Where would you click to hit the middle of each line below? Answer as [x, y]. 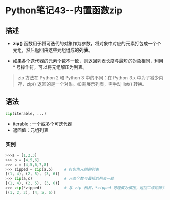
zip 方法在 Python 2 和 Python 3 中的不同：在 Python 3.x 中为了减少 [88, 78]
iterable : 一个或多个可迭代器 [42, 124]
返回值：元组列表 [30, 130]
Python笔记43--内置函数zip [64, 10]
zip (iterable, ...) [26, 113]
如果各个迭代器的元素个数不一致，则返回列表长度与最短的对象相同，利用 [88, 61]
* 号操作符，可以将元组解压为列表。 [50, 67]
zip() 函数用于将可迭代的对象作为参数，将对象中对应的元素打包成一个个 [87, 44]
